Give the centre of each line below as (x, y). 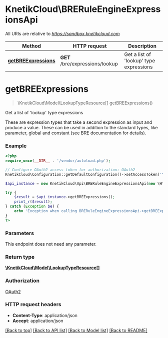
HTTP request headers (33, 305)
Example (16, 146)
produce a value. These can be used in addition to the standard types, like (81, 127)
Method (31, 46)
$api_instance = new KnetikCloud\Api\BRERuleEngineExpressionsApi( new (80, 183)
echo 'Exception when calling (46, 211)
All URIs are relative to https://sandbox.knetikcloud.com (62, 33)
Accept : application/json (38, 321)
